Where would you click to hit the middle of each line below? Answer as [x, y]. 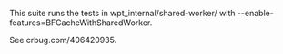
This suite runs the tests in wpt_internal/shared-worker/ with [122, 13]
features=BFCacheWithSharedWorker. [81, 22]
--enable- [256, 13]
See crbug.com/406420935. [63, 40]
